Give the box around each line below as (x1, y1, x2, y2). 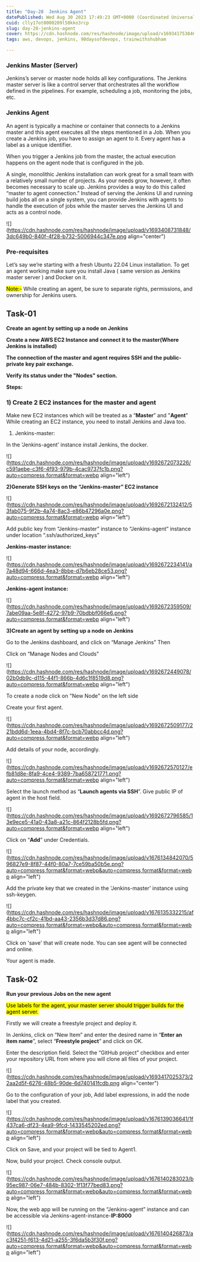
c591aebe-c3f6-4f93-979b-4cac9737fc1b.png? (6, 466, 123, 472)
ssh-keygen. (6, 891, 37, 898)
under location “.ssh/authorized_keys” (6, 532, 99, 539)
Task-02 (6, 974, 38, 985)
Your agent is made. (6, 957, 55, 964)
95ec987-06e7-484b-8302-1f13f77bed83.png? (6, 1181, 123, 1188)
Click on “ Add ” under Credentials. (6, 836, 89, 843)
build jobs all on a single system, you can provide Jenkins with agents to (6, 196, 183, 203)
